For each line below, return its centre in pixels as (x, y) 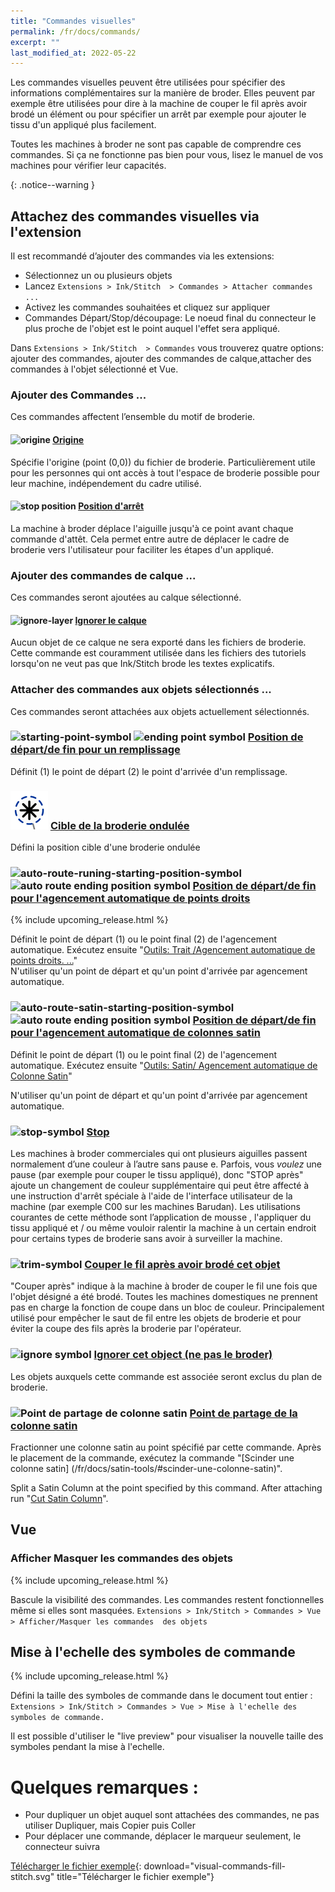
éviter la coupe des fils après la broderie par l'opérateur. (126, 1329)
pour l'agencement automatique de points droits (130, 898)
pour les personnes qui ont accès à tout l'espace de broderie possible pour (165, 472)
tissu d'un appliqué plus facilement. (83, 125)
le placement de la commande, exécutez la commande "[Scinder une (152, 1457)
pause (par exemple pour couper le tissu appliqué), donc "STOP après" (157, 1175)
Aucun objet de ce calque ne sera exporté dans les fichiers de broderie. (158, 642)
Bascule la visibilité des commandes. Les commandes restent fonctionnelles (167, 1599)
